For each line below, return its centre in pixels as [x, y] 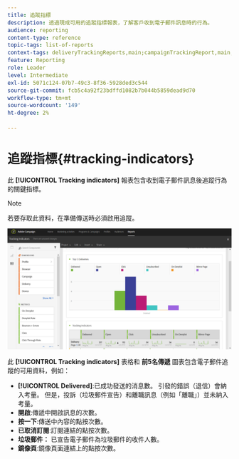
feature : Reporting [36, 61]
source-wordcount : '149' [44, 106]
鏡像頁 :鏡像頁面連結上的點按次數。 [68, 448]
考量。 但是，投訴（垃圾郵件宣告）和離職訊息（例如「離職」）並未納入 [126, 394]
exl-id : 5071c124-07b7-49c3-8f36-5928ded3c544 [78, 83]
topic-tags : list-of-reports [51, 45]
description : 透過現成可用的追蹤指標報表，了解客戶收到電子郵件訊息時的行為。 [110, 22]
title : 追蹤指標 [29, 15]
